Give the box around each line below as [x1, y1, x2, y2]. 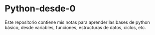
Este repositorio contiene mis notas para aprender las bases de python [4, 19, 150, 25]
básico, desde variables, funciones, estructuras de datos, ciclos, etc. [4, 24, 147, 30]
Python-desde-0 [4, 3, 76, 14]
